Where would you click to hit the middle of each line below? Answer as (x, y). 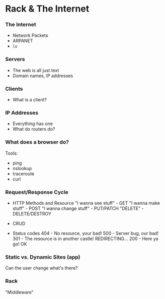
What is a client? (29, 100)
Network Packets (30, 35)
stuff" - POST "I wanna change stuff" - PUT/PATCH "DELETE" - (78, 208)
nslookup (22, 168)
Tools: (12, 153)
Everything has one (32, 124)
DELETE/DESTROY (32, 214)
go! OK (20, 244)
